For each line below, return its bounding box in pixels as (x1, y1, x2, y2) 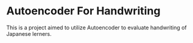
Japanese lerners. (6, 30, 52, 37)
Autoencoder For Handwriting (6, 4, 161, 18)
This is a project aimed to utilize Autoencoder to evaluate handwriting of (6, 24, 187, 31)
